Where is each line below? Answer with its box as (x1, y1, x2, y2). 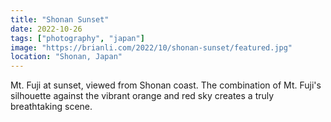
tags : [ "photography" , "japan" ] (10, 33, 145, 43)
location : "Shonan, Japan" (10, 52, 123, 62)
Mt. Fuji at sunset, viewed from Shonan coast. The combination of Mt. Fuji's (10, 79, 322, 91)
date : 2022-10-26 (10, 24, 83, 34)
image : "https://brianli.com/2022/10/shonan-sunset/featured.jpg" (10, 42, 293, 53)
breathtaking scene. (10, 101, 93, 113)
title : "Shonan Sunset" (10, 14, 110, 25)
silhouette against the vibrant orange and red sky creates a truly (10, 90, 275, 102)
